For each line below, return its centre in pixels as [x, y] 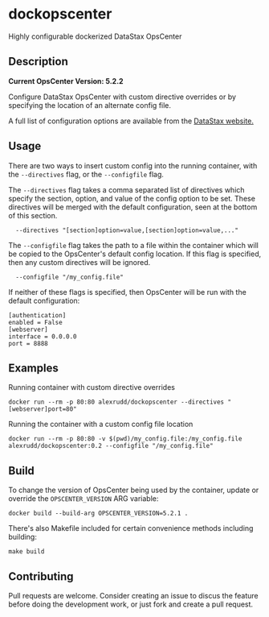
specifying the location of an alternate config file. [90, 105]
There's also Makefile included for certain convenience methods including [131, 528]
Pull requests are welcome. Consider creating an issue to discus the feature [133, 596]
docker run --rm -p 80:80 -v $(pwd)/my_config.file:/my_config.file [125, 439]
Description [38, 62]
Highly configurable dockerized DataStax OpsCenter [95, 36]
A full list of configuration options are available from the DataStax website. [131, 121]
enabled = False [35, 322]
